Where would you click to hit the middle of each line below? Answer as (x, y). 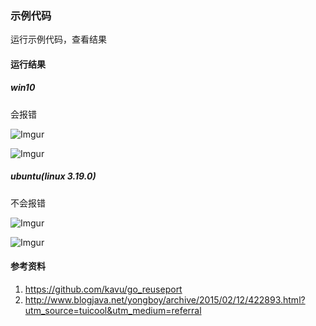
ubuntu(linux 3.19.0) (53, 176)
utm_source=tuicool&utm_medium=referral (113, 311)
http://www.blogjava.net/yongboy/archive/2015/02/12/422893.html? (165, 300)
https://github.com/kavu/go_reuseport (103, 289)
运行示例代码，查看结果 (58, 39)
